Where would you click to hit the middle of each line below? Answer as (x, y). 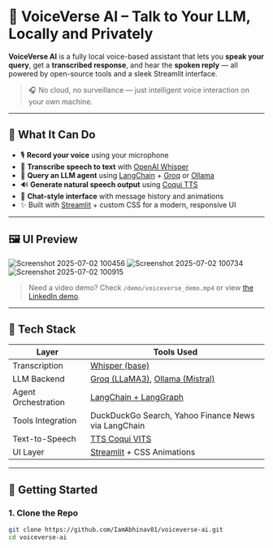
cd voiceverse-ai (38, 537)
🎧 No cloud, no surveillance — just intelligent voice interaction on (139, 89)
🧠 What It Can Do (52, 135)
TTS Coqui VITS (121, 439)
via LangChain (118, 426)
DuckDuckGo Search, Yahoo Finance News (173, 415)
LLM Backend (39, 379)
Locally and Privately (81, 34)
